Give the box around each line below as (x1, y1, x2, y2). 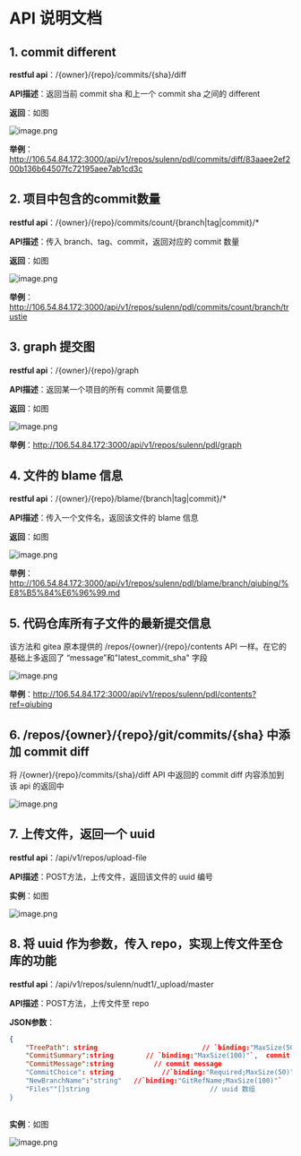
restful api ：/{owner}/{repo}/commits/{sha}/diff (9, 69, 186, 80)
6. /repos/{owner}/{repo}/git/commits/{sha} (9, 727, 264, 742)
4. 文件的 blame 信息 (9, 468, 124, 484)
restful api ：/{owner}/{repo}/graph (9, 365, 140, 375)
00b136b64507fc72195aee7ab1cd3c (9, 163, 143, 174)
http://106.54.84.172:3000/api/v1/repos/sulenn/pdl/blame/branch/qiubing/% (9, 578, 289, 589)
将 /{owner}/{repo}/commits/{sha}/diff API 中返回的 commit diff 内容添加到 (9, 770, 285, 781)
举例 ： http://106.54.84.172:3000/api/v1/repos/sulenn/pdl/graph (9, 439, 242, 450)
